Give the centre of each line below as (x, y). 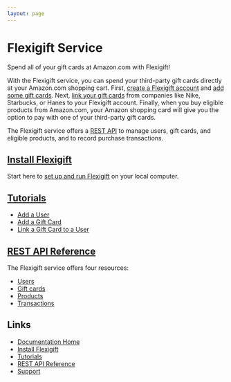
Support (29, 371)
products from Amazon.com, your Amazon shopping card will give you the (113, 110)
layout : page (26, 13)
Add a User (33, 215)
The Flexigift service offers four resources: (68, 268)
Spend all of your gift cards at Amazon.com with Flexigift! (89, 67)
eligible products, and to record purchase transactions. (85, 138)
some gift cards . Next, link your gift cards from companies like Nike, (104, 95)
